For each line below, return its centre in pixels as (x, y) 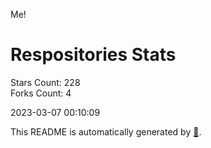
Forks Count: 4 (41, 93)
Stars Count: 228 (45, 82)
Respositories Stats (93, 55)
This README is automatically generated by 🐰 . (106, 131)
